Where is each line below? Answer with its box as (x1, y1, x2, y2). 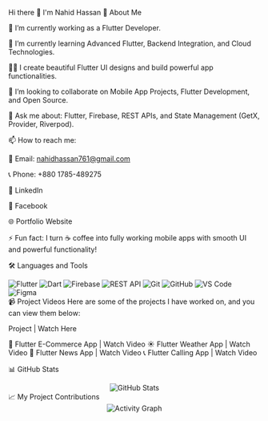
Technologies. (8, 47, 55, 56)
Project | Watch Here (8, 324, 78, 333)
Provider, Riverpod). (8, 119, 74, 128)
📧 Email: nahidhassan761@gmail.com (8, 154, 130, 164)
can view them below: (8, 309, 81, 318)
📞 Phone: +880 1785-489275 (8, 169, 102, 179)
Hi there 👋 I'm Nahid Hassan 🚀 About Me (8, 8, 142, 17)
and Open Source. (8, 95, 69, 104)
